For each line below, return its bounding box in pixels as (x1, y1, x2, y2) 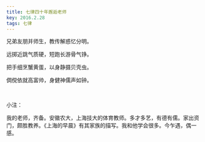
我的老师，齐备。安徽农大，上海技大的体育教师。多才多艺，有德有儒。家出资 (6, 114, 199, 122)
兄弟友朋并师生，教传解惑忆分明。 (6, 38, 92, 45)
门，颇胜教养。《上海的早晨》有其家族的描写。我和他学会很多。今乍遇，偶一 (6, 122, 197, 129)
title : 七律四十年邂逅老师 (6, 9, 67, 15)
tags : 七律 (6, 20, 32, 26)
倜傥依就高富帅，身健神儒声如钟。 (6, 77, 92, 84)
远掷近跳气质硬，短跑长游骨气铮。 (6, 51, 92, 58)
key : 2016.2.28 (6, 15, 45, 21)
